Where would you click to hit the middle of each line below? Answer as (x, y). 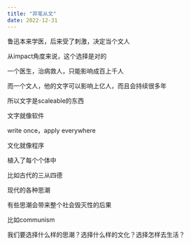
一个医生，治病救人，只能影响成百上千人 (65, 71)
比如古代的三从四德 (35, 175)
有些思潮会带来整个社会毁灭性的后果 (59, 204)
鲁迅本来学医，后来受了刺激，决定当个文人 (69, 41)
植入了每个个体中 (32, 160)
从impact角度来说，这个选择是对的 (57, 56)
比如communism (31, 219)
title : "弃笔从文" (32, 14)
